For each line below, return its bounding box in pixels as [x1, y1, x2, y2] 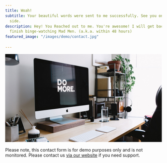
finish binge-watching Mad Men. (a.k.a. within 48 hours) [9, 29, 133, 34]
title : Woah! [5, 8, 32, 13]
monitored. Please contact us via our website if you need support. [5, 152, 140, 159]
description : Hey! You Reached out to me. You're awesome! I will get [5, 24, 155, 29]
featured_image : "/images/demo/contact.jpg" [5, 34, 99, 39]
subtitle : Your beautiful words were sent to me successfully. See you [5, 13, 157, 18]
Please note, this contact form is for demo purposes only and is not [5, 147, 143, 153]
